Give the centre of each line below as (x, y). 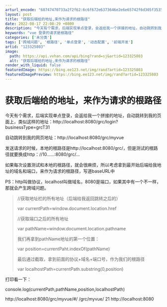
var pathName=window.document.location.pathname (72, 228)
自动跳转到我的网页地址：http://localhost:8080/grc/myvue (64, 137)
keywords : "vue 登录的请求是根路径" (40, 33)
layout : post (19, 14)
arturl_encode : (21, 10)
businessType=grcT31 (28, 127)
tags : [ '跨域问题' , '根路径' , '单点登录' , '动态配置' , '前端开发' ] (69, 42)
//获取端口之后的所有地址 (43, 218)
